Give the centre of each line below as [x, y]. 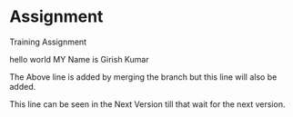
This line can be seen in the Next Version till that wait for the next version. [147, 104]
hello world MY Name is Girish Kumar [79, 59]
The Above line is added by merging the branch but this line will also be [143, 77]
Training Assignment [48, 42]
